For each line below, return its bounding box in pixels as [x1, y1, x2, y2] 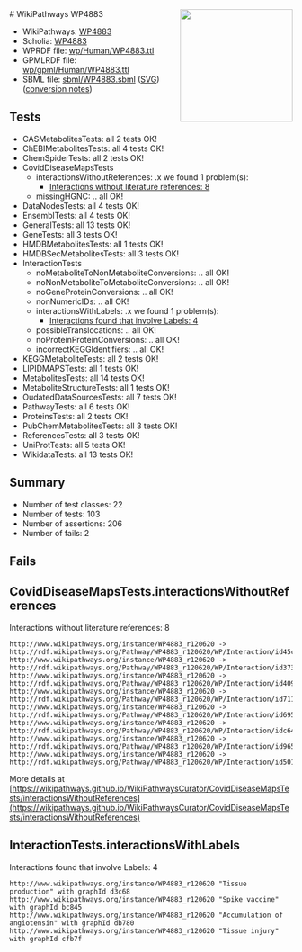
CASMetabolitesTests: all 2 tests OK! [22, 133, 157, 144]
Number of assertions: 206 [22, 517, 123, 529]
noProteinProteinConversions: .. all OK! [35, 334, 180, 345]
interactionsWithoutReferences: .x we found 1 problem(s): [35, 171, 249, 183]
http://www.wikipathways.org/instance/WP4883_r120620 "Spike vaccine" [9, 894, 280, 903]
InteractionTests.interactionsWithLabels [9, 838, 241, 853]
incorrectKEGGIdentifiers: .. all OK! [35, 344, 164, 355]
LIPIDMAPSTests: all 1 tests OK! [22, 363, 139, 373]
